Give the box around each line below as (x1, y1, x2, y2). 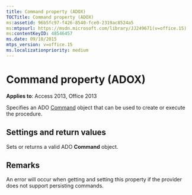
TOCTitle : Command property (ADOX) (6, 14, 94, 20)
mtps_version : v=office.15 (6, 42, 73, 48)
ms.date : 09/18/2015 (6, 36, 57, 42)
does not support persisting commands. (6, 182, 104, 190)
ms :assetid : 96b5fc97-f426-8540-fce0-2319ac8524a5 (6, 20, 134, 25)
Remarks (6, 160, 40, 170)
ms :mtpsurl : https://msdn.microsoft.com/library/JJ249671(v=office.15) (6, 25, 187, 31)
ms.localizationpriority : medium (6, 47, 89, 53)
